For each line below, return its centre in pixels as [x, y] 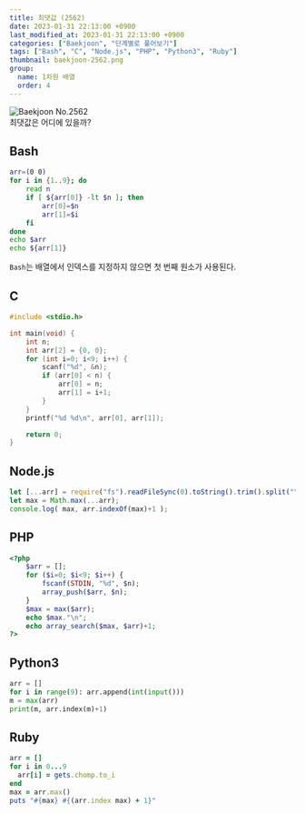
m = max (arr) [34, 700]
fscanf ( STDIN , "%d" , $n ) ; [91, 584]
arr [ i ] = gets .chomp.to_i [67, 775]
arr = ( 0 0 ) [28, 172]
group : [22, 69]
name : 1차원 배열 [46, 77]
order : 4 [34, 85]
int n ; [38, 342]
